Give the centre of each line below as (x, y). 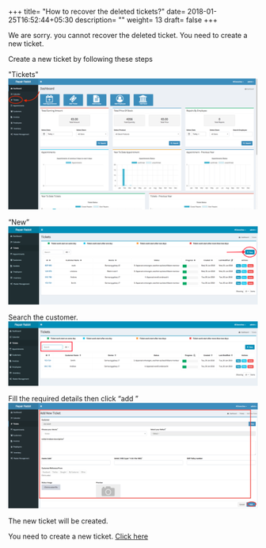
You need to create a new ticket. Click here (78, 536)
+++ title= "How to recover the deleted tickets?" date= (97, 11)
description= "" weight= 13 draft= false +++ (146, 20)
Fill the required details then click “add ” (73, 398)
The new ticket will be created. (58, 521)
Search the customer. (43, 317)
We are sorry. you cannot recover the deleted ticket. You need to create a (128, 35)
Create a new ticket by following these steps (80, 59)
